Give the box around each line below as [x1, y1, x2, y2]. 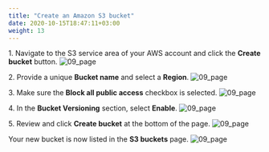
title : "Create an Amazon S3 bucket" [8, 11, 135, 20]
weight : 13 [8, 26, 45, 34]
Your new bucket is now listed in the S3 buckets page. [8, 134, 189, 144]
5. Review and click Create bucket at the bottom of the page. [8, 119, 210, 129]
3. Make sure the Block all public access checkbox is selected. [8, 88, 218, 98]
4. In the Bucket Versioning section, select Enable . [8, 103, 178, 113]
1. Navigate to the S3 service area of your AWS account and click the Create [8, 49, 261, 58]
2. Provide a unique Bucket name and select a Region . [8, 73, 190, 82]
